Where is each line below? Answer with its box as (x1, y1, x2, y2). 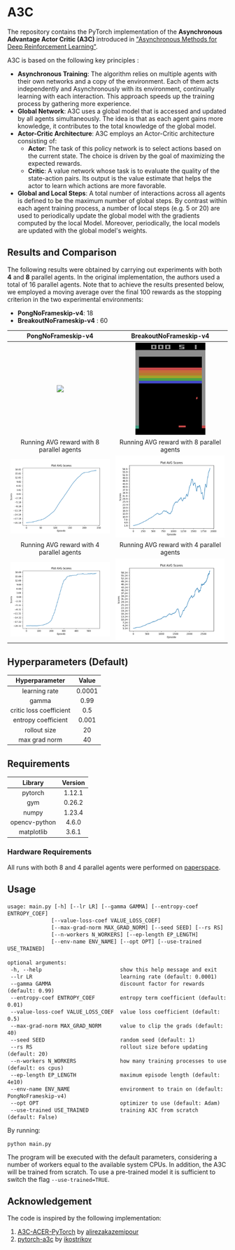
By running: (7, 1126, 41, 1134)
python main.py (7, 1140, 52, 1147)
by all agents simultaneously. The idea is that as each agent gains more (17, 114, 224, 123)
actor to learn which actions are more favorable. (27, 181, 166, 190)
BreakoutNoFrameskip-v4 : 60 (17, 316, 108, 324)
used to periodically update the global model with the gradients (17, 211, 200, 220)
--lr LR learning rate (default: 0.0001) (10, 973, 218, 980)
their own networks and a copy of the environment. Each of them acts (17, 77, 219, 85)
